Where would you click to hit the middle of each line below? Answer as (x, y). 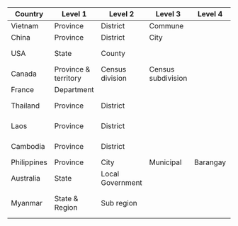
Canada (24, 74)
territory (68, 78)
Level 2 (121, 14)
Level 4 (210, 14)
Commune (166, 26)
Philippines (29, 162)
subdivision (168, 78)
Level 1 (74, 14)
